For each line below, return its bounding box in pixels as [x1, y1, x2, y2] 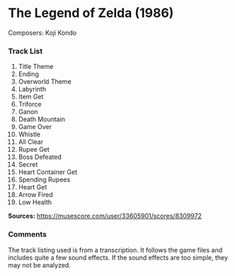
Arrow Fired [18, 190, 53, 199]
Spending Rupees [18, 175, 71, 184]
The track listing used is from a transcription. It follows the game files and [8, 245, 222, 254]
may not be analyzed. [8, 260, 71, 269]
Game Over [18, 123, 52, 131]
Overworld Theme [18, 77, 71, 86]
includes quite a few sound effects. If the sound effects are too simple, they [8, 253, 229, 262]
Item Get [18, 92, 44, 101]
